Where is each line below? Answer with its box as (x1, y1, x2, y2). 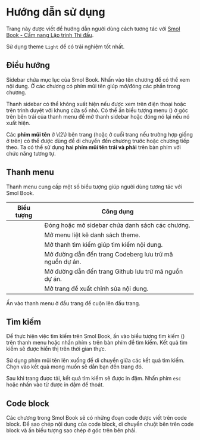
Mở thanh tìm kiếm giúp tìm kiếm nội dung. (44, 240, 163, 249)
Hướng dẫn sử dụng (6, 5, 105, 19)
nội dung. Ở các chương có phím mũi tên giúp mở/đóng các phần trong (6, 82, 180, 89)
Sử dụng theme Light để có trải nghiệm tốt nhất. (6, 43, 125, 50)
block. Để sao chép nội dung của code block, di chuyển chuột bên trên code (6, 420, 194, 428)
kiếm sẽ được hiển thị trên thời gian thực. (6, 345, 107, 352)
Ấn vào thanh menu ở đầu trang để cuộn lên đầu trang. (6, 299, 140, 306)
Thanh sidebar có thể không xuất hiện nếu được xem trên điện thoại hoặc (6, 100, 186, 107)
